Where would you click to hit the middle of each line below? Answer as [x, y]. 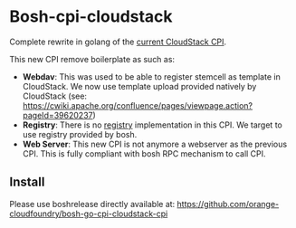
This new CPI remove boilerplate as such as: [92, 59]
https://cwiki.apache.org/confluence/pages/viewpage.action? [138, 105]
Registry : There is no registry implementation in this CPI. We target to [152, 125]
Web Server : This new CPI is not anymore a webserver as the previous [155, 144]
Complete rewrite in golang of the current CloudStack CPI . [118, 42]
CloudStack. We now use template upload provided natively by [139, 86]
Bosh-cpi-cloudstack [91, 17]
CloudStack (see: [55, 96]
